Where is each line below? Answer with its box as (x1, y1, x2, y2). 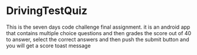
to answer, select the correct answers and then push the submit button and (6, 36, 189, 43)
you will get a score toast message (6, 42, 91, 49)
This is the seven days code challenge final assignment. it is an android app (6, 23, 190, 30)
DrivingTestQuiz (6, 4, 88, 18)
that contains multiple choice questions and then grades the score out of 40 (6, 29, 192, 36)
